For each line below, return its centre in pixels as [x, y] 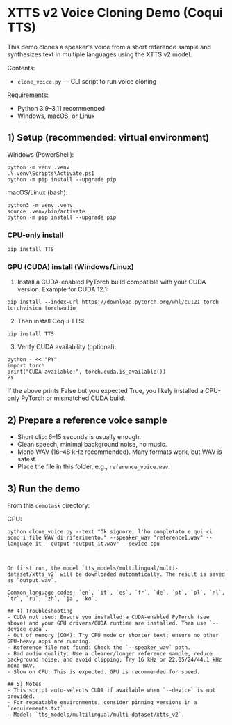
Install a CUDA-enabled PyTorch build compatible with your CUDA [111, 282]
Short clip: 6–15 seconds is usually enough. [79, 437]
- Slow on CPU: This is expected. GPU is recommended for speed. [103, 672]
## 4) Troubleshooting [40, 611]
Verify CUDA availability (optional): [67, 347]
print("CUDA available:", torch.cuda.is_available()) [87, 372]
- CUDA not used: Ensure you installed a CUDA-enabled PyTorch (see [108, 617]
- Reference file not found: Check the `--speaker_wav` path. [99, 647]
